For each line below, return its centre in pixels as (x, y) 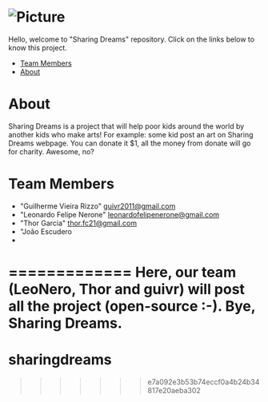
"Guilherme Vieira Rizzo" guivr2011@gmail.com (98, 206)
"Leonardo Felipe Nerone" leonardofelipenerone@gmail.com (120, 214)
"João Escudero (46, 231)
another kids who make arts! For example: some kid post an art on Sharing (131, 134)
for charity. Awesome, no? (51, 151)
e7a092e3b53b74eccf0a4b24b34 (204, 382)
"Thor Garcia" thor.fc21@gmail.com (78, 223)
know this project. (38, 47)
